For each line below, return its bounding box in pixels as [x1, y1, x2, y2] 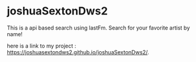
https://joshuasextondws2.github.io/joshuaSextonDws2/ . [7, 48, 150, 55]
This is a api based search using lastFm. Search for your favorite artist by [7, 24, 191, 31]
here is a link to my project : [7, 42, 77, 49]
